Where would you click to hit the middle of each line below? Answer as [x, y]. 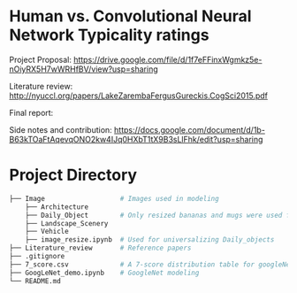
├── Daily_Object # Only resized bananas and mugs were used [154, 215]
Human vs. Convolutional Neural [130, 16]
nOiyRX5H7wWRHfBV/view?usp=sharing [84, 69]
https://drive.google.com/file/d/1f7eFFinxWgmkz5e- [168, 59]
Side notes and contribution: [61, 129]
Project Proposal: [41, 59]
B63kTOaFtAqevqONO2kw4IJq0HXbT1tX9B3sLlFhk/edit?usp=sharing [136, 139]
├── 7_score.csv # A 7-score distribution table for [132, 264]
